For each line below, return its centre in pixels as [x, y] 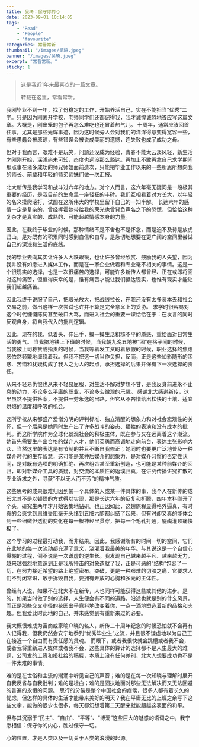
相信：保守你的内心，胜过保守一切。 [55, 726]
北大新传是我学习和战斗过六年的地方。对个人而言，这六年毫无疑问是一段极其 [99, 187]
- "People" [30, 34]
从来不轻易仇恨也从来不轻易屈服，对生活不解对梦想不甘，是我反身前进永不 [97, 384]
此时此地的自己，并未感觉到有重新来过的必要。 [89, 613]
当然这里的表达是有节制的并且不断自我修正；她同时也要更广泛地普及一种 [105, 449]
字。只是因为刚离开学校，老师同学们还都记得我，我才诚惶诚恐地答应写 [92, 117]
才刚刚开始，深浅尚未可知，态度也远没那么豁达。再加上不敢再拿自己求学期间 [99, 160]
